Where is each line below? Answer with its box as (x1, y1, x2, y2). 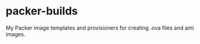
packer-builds (5, 4, 78, 18)
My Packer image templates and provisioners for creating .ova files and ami (5, 24, 195, 31)
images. (5, 30, 25, 37)
